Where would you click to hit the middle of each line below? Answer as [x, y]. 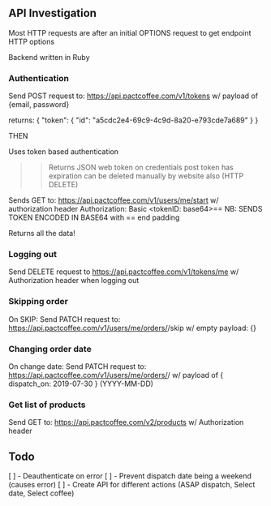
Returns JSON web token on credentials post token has [141, 167]
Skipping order [39, 302]
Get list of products [47, 405]
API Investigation [53, 13]
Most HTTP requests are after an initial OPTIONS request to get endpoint [130, 32]
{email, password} [39, 105]
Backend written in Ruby [49, 57]
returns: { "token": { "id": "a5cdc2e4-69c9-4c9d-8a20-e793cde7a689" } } [133, 120]
